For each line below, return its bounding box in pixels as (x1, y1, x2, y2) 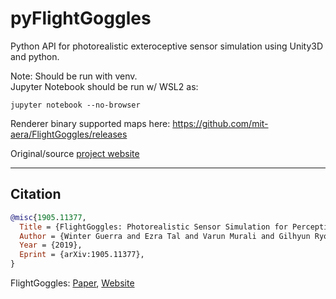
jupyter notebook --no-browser (10, 100, 141, 110)
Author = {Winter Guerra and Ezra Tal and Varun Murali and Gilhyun (19, 231, 311, 241)
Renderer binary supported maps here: (10, 117, 171, 129)
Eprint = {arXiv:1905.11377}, (19, 250, 145, 260)
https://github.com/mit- (172, 117, 269, 129)
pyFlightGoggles (10, 7, 152, 30)
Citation (10, 186, 62, 203)
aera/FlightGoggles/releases (10, 128, 128, 140)
